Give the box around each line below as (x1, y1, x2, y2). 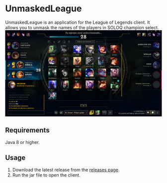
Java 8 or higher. (5, 139, 40, 145)
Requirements (5, 126, 50, 135)
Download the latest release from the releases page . (12, 167, 120, 173)
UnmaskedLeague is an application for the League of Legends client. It (5, 19, 150, 25)
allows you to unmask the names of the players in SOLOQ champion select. (5, 24, 159, 30)
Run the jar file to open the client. (12, 172, 81, 178)
